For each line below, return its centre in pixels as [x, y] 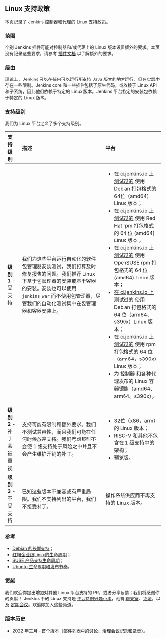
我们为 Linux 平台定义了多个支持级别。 [44, 123]
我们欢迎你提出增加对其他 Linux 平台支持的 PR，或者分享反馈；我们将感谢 [80, 593]
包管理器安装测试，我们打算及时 [59, 266]
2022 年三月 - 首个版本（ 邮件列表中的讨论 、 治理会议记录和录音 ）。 [80, 631]
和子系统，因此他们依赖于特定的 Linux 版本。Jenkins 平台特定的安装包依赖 [81, 92]
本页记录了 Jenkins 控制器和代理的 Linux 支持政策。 [58, 22]
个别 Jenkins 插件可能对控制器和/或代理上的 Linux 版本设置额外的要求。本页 [82, 47]
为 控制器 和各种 [132, 373]
